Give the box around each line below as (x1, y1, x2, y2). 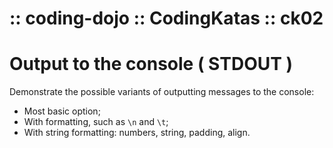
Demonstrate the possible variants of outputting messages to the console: (9, 86, 315, 98)
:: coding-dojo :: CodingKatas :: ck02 (9, 7, 324, 30)
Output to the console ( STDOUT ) (9, 53, 294, 76)
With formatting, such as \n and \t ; (23, 116, 169, 128)
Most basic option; (23, 105, 101, 117)
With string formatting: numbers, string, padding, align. (23, 127, 251, 139)
